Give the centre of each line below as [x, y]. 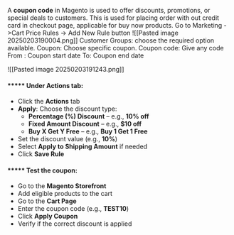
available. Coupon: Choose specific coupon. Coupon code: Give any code [116, 48]
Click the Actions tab [49, 102]
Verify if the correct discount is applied [75, 224]
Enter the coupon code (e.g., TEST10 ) [73, 209]
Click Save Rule [41, 154]
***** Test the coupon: [43, 170]
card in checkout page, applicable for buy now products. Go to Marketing [115, 25]
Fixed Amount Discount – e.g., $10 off [85, 124]
